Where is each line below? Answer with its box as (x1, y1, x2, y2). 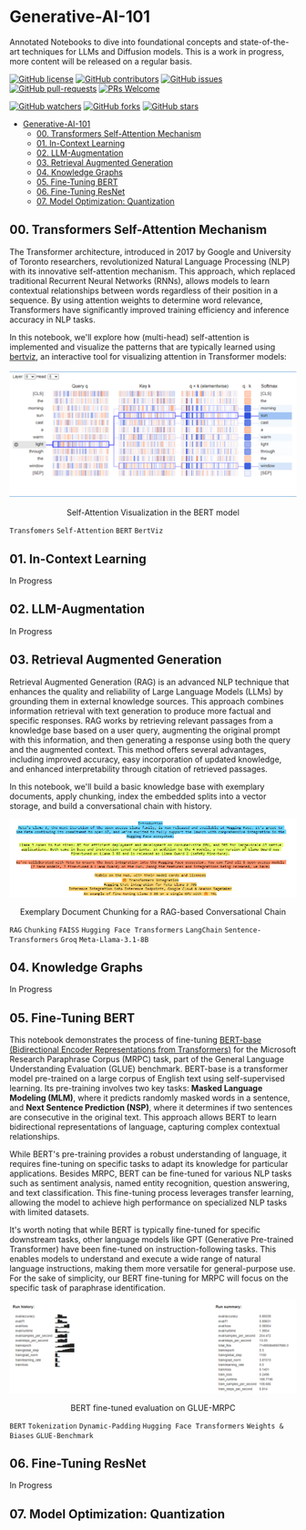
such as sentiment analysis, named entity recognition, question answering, (9, 1178, 290, 1189)
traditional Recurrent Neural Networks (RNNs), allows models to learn (9, 275, 270, 286)
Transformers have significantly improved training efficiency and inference (9, 304, 290, 315)
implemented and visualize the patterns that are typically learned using (9, 341, 276, 352)
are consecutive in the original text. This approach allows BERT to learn (9, 1112, 277, 1123)
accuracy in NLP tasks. (9, 314, 96, 325)
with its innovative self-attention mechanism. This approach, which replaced (9, 266, 296, 277)
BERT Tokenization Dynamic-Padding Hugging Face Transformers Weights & (9, 1422, 284, 1431)
